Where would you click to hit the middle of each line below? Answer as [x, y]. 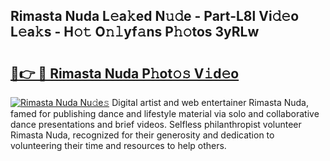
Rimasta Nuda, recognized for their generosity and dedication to [142, 135]
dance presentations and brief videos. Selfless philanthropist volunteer [156, 124]
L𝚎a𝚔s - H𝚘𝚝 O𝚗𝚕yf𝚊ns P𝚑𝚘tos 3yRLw [135, 32]
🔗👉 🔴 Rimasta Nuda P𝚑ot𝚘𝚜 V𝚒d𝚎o [125, 73]
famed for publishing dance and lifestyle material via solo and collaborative [165, 113]
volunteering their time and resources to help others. [118, 145]
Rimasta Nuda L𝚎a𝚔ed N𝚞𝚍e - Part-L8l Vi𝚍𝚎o [155, 16]
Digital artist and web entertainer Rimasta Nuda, [210, 102]
